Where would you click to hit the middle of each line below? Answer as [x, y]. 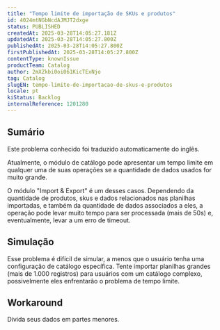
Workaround [35, 303]
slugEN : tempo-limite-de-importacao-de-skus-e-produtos [90, 85]
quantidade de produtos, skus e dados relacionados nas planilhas [101, 198]
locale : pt [23, 91]
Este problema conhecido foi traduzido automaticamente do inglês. [103, 149]
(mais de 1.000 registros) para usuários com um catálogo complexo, [105, 273]
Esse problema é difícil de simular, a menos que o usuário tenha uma [106, 258]
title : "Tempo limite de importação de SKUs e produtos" [92, 14]
